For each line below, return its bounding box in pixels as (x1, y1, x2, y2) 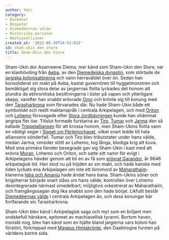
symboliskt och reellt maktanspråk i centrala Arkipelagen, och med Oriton (5, 107, 159, 113)
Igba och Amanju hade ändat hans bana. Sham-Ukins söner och (24, 172, 158, 178)
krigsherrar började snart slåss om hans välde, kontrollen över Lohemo (5, 177, 153, 183)
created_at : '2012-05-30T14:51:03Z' (5, 41, 83, 46)
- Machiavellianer (5, 36, 44, 41)
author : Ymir (5, 7, 33, 13)
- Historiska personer (5, 31, 53, 36)
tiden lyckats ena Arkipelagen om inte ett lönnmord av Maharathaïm (5, 166, 147, 173)
